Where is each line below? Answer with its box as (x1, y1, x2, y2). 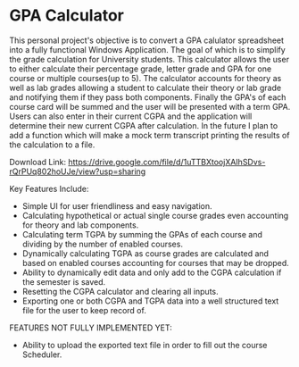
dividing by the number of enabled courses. (21, 238, 183, 249)
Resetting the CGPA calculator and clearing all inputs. (21, 286, 219, 296)
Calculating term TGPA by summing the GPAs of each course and (21, 229, 263, 239)
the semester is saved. (21, 276, 106, 287)
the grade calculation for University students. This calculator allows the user (9, 54, 290, 64)
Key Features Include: (9, 183, 89, 194)
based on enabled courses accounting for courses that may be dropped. (21, 257, 290, 268)
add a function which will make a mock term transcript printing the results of (9, 129, 290, 140)
